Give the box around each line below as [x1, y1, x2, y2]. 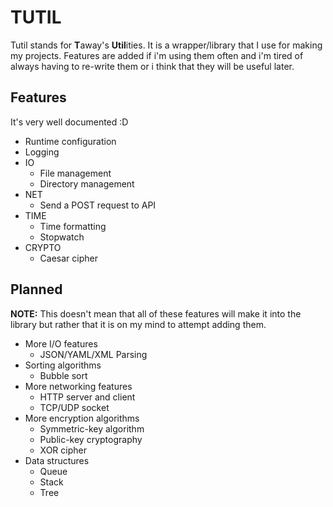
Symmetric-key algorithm [39, 422, 145, 435]
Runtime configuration [24, 135, 117, 147]
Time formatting [39, 220, 107, 232]
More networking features [24, 380, 133, 392]
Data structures [24, 454, 90, 466]
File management [39, 167, 112, 179]
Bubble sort [39, 369, 88, 381]
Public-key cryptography [39, 433, 143, 445]
